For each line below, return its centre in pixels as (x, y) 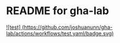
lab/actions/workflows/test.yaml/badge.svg (59, 33)
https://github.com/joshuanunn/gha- (68, 27)
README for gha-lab (58, 11)
